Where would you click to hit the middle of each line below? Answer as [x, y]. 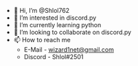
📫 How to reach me [42, 40]
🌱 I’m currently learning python [57, 25]
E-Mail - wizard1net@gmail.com [69, 50]
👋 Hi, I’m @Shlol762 [42, 11]
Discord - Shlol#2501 [54, 57]
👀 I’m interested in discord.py [55, 18]
